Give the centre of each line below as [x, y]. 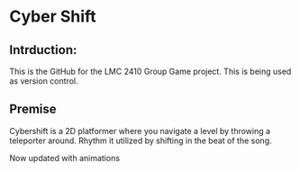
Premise [33, 109]
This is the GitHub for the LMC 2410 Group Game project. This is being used [150, 71]
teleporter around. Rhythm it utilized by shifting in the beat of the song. [141, 140]
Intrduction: [43, 50]
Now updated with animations [64, 158]
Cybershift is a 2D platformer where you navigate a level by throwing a [140, 131]
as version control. [44, 81]
